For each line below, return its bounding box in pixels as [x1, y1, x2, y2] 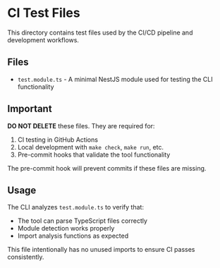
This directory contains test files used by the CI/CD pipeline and [7, 28, 193, 37]
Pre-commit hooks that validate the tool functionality [17, 150, 171, 159]
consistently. [7, 252, 44, 262]
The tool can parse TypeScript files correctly [17, 217, 148, 225]
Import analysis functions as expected [17, 231, 129, 240]
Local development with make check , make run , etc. [17, 142, 164, 151]
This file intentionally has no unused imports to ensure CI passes [7, 245, 195, 254]
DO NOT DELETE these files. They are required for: [7, 121, 155, 130]
